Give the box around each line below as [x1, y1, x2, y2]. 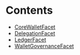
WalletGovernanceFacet [14, 42, 75, 50]
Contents [5, 4, 54, 17]
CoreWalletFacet [14, 23, 55, 30]
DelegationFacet [14, 29, 55, 36]
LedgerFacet [14, 36, 46, 43]
